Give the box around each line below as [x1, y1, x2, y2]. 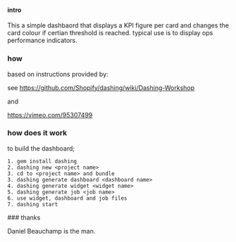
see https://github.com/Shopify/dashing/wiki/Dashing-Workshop [7, 83, 195, 91]
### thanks [7, 213, 41, 222]
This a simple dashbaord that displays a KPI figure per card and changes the [7, 21, 230, 30]
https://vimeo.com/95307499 [7, 110, 93, 119]
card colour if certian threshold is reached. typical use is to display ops [7, 29, 213, 37]
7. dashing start [7, 200, 58, 208]
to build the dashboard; [7, 144, 75, 153]
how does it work [7, 128, 68, 138]
